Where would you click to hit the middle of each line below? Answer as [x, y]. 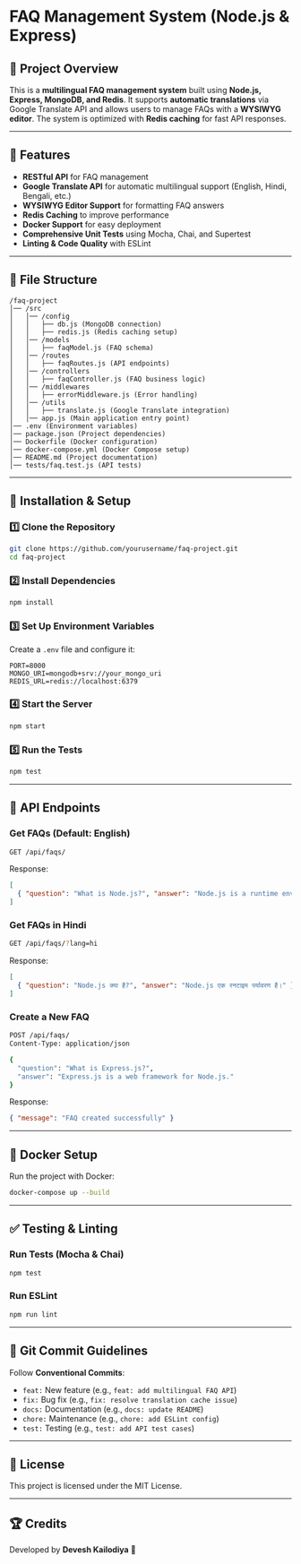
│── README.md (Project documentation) [84, 457]
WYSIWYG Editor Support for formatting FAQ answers [123, 205]
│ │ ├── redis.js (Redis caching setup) [94, 332]
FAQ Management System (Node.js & [150, 17]
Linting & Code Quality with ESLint [86, 243]
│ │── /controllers [50, 371]
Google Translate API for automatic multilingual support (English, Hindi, [155, 186]
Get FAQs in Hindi [48, 924]
